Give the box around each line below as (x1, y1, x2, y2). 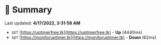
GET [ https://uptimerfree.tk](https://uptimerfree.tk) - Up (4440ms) (11, 29, 143, 35)
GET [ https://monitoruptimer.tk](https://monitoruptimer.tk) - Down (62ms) (11, 34, 157, 40)
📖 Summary (4, 4, 52, 15)
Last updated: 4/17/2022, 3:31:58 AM (4, 20, 81, 26)
